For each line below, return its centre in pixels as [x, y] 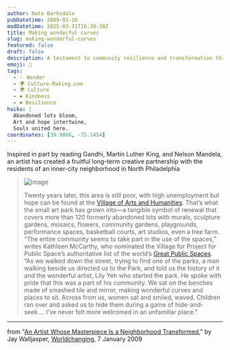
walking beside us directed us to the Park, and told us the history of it [122, 268]
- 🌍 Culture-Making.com [48, 84]
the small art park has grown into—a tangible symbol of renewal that [120, 210]
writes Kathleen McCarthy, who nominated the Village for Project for [120, 246]
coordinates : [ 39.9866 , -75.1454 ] [56, 135]
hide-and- [189, 305]
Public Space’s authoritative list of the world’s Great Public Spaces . [118, 254]
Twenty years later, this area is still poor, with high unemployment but [122, 196]
